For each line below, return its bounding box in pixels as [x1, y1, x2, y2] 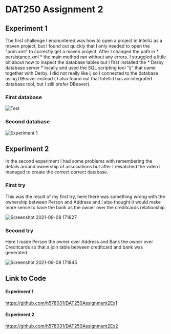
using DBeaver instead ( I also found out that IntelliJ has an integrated [5, 76, 153, 81]
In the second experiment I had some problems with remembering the [5, 158, 153, 164]
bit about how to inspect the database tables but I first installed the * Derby [5, 59, 164, 65]
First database [5, 94, 42, 101]
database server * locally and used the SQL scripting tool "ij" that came [5, 65, 156, 71]
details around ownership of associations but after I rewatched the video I [5, 164, 161, 170]
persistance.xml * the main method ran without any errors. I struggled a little [5, 54, 166, 60]
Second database [5, 118, 50, 125]
